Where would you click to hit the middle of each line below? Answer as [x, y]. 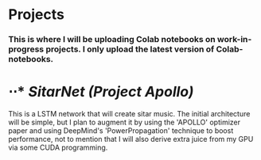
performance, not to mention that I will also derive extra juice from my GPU [131, 139]
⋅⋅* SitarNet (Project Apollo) [101, 92]
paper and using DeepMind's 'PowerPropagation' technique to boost [121, 131]
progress [26, 49]
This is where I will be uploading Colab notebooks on [112, 40]
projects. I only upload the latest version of [130, 49]
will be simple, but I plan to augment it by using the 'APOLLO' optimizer [125, 122]
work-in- [235, 40]
